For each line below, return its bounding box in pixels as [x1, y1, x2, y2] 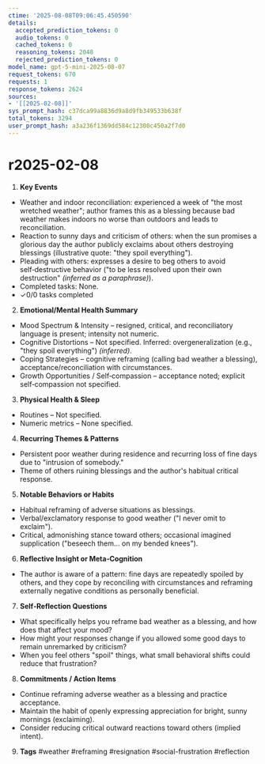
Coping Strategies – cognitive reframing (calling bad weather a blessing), [19, 354, 258, 364]
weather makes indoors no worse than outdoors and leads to [19, 214, 218, 224]
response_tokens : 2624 [8, 85, 83, 93]
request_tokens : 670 [8, 70, 77, 78]
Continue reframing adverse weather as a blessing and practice [19, 689, 228, 698]
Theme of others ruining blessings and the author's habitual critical [19, 466, 239, 475]
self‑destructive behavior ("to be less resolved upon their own [19, 264, 222, 274]
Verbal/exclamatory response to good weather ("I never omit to [19, 513, 226, 523]
